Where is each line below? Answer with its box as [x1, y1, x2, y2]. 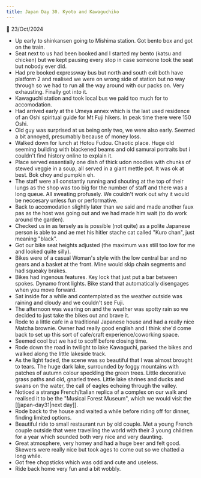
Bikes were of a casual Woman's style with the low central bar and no [14, 254, 187, 262]
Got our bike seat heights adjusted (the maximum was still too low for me [14, 241, 196, 248]
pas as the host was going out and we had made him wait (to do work [14, 209, 187, 216]
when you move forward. [14, 286, 77, 293]
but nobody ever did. [14, 63, 67, 70]
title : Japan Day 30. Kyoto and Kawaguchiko [6, 8, 119, 15]
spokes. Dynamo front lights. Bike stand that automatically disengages [14, 280, 189, 287]
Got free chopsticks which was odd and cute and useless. [14, 458, 159, 466]
